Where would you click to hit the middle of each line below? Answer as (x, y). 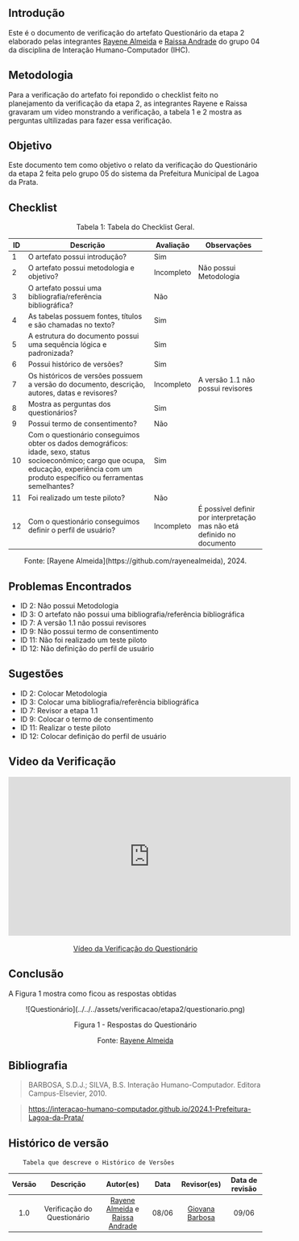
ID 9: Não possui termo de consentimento (89, 632)
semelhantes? (51, 487)
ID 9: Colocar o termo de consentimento (87, 719)
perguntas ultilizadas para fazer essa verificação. (90, 120)
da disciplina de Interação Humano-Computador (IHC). (100, 50)
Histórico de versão (58, 1143)
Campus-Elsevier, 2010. (67, 1093)
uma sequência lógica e (67, 345)
